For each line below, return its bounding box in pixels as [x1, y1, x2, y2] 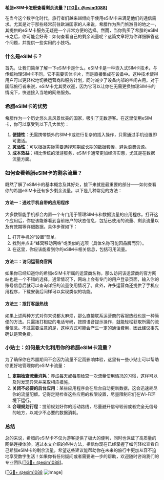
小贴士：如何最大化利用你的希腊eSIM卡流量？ [5, 344, 113, 351]
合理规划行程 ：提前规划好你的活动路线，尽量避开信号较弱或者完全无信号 [12, 403, 158, 409]
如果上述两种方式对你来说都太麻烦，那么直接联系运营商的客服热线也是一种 [5, 313, 155, 319]
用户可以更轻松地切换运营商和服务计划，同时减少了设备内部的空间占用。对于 [5, 77, 159, 83]
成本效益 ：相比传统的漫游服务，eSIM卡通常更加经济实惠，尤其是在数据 [12, 150, 155, 156]
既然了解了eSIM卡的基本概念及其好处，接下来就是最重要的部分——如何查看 [5, 181, 157, 187]
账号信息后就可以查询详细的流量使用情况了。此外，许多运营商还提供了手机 [5, 282, 155, 288]
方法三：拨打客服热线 [5, 300, 48, 306]
